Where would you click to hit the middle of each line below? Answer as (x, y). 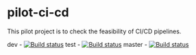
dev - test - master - (77, 44)
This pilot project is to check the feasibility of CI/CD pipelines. (94, 31)
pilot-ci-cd (38, 13)
